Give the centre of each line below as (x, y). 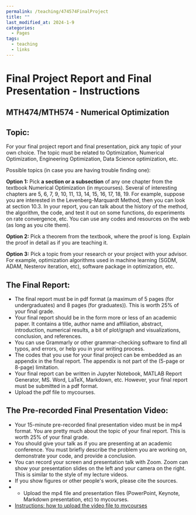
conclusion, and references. (48, 336)
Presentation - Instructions (73, 91)
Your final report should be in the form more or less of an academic (96, 317)
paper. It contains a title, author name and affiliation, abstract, (89, 324)
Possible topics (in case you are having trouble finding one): (78, 170)
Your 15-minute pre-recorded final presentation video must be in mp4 (98, 424)
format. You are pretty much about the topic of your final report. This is (100, 431)
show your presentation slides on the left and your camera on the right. (100, 468)
